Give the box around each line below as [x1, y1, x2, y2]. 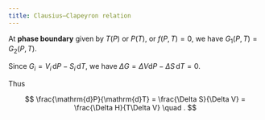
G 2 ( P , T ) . [8, 44, 38, 56]
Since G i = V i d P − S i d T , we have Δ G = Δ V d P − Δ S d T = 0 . [8, 62, 201, 73]
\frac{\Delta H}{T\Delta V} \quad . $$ [73, 103, 197, 113]
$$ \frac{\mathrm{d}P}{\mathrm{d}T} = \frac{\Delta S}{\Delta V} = [24, 94, 246, 104]
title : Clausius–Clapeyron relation [8, 11, 131, 20]
